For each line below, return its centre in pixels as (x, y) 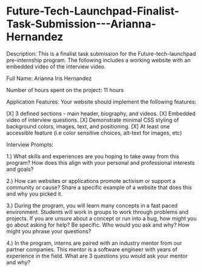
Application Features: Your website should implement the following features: (101, 102)
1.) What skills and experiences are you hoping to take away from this (93, 156)
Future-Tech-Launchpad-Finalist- (93, 11)
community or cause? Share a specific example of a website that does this (99, 187)
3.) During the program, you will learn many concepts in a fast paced (92, 205)
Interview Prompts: (30, 144)
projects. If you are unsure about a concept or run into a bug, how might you (101, 218)
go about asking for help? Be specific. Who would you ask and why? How (98, 225)
